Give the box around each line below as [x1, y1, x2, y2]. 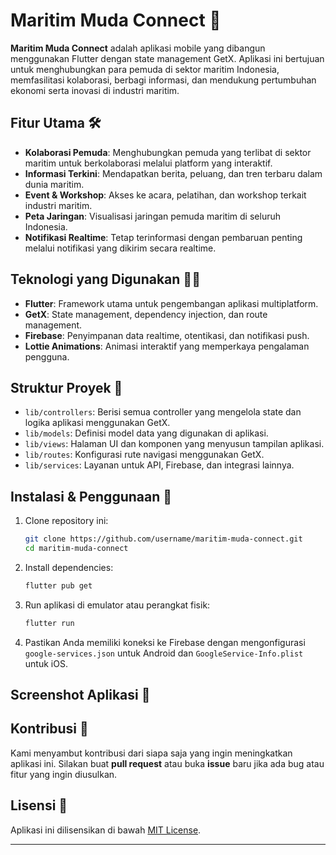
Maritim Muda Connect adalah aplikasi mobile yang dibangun [10, 42, 266, 54]
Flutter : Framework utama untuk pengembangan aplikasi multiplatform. [24, 297, 319, 309]
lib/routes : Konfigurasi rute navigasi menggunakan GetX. [24, 449, 265, 461]
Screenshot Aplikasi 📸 [10, 687, 151, 704]
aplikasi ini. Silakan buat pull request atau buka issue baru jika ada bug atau [10, 757, 325, 769]
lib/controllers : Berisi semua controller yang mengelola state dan [24, 406, 302, 418]
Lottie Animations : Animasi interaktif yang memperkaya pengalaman [24, 340, 310, 352]
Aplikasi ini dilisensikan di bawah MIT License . [10, 824, 202, 836]
